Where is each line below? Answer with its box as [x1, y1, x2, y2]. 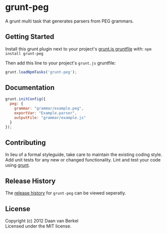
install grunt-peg [5, 51, 43, 56]
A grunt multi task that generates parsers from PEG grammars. [5, 18, 134, 24]
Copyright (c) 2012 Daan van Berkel [5, 218, 78, 223]
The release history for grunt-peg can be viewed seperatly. [5, 190, 126, 196]
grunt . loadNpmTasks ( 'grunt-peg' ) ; [5, 69, 77, 74]
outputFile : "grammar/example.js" [14, 115, 86, 120]
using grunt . [5, 162, 30, 168]
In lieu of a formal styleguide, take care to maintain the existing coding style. [5, 151, 162, 157]
